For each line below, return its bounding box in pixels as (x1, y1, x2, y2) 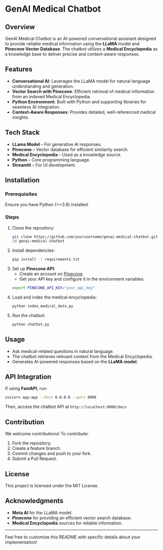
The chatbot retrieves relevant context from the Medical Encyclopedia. (12, 354, 153, 359)
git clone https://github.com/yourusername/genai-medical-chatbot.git (12, 234, 158, 239)
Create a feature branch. (12, 445, 62, 451)
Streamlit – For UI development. (12, 162, 76, 168)
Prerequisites (5, 191, 37, 197)
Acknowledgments (5, 497, 64, 505)
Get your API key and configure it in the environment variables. (19, 276, 145, 282)
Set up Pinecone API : (12, 266, 55, 272)
